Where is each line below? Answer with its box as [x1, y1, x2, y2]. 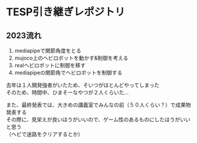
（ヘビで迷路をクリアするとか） [6, 131, 83, 138]
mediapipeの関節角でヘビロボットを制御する [14, 69, 123, 76]
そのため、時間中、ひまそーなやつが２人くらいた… [6, 89, 129, 96]
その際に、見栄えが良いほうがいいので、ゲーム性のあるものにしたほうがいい [6, 116, 191, 123]
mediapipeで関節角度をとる [14, 47, 81, 54]
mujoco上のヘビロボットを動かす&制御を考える [14, 55, 129, 62]
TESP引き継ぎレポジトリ [6, 5, 125, 19]
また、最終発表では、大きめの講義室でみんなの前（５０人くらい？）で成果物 [6, 101, 191, 108]
